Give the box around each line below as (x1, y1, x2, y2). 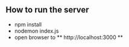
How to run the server (5, 5, 89, 15)
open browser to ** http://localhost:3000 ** (14, 33, 123, 41)
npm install (14, 20, 42, 28)
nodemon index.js (14, 27, 59, 34)
